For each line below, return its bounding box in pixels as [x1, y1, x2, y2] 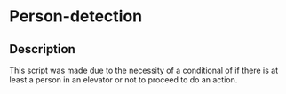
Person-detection [9, 6, 143, 27]
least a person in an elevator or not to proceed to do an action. [9, 74, 238, 85]
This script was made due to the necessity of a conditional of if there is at [9, 65, 278, 75]
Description [9, 42, 75, 57]
